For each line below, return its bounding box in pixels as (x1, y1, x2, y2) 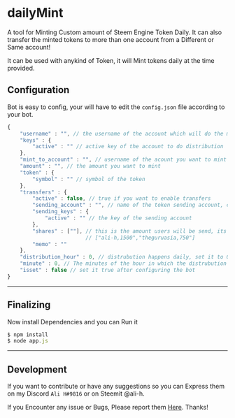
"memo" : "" (32, 240, 68, 247)
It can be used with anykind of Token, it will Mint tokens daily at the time (7, 56, 215, 64)
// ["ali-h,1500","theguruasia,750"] (85, 234, 196, 241)
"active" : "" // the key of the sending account (44, 215, 192, 222)
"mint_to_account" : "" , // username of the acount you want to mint (20, 156, 227, 164)
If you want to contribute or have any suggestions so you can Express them (7, 382, 225, 391)
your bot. (7, 110, 34, 118)
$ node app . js (7, 338, 49, 345)
